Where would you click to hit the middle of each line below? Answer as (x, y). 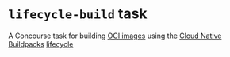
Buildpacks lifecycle (41, 44)
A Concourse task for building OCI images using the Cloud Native (115, 36)
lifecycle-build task (78, 14)
